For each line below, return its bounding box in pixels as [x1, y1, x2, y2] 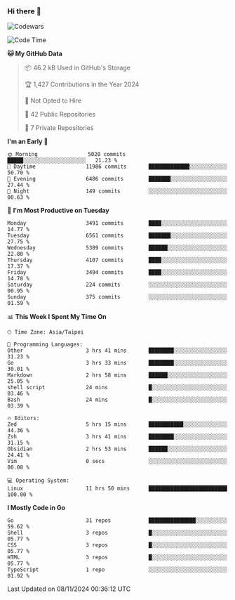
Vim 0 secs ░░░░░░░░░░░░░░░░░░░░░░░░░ [7, 458, 228, 465]
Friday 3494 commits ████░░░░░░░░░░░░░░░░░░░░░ [7, 269, 228, 276]
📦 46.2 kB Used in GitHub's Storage [24, 63, 131, 72]
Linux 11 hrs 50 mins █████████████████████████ [7, 485, 228, 493]
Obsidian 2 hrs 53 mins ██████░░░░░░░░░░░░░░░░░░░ [7, 445, 228, 452]
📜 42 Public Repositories [24, 110, 96, 119]
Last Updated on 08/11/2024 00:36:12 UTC [7, 585, 131, 593]
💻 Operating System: [7, 477, 70, 484]
